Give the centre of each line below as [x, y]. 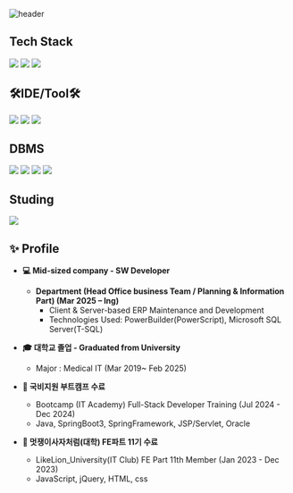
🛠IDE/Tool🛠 [45, 94]
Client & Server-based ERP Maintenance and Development [157, 310]
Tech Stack [41, 42]
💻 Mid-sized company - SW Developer [96, 271]
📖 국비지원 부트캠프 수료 [63, 387]
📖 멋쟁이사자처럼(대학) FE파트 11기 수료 [90, 442]
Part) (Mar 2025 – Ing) [77, 301]
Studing [32, 200]
